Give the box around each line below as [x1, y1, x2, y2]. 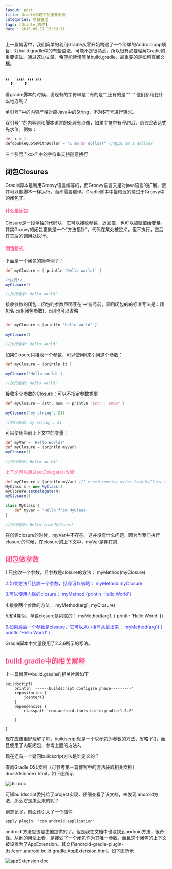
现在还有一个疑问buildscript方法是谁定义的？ [5, 753, 100, 759]
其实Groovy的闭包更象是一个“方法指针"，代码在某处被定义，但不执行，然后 [5, 226, 164, 232]
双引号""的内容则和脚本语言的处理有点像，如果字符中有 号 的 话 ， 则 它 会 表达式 [5, 119, 167, 126]
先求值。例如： [5, 126, 37, 132]
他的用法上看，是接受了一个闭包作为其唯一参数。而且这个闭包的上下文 [18, 835, 167, 841]
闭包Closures [5, 168, 49, 176]
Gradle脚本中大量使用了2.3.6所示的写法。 [5, 640, 93, 646]
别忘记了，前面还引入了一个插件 [5, 809, 73, 815]
